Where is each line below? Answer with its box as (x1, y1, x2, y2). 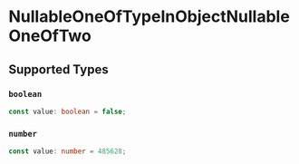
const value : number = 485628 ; (8, 147, 127, 156)
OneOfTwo (8, 25, 92, 46)
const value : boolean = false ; (8, 107, 127, 116)
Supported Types (8, 62, 110, 77)
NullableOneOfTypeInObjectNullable (8, 6, 291, 27)
